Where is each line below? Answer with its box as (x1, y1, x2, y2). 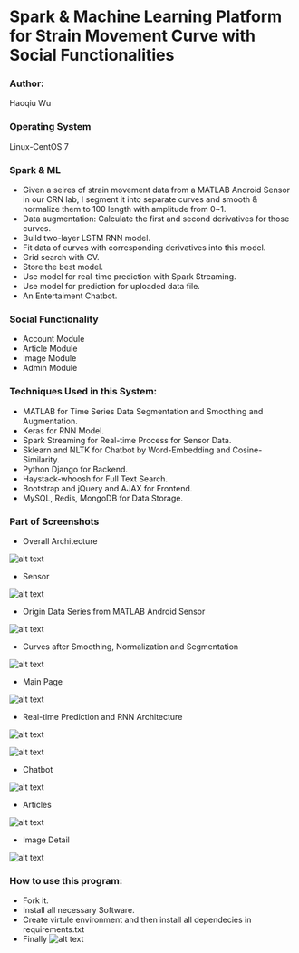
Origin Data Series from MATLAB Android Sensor (22, 606, 206, 617)
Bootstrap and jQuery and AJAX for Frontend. (22, 482, 193, 493)
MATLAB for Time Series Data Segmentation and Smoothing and (22, 405, 264, 416)
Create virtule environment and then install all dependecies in (22, 914, 252, 926)
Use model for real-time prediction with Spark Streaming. (22, 271, 237, 282)
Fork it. (22, 895, 50, 906)
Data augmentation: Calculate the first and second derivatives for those (22, 213, 290, 224)
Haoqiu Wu (9, 98, 52, 109)
